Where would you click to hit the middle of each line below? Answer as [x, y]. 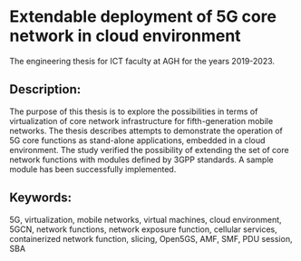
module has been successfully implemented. [93, 169]
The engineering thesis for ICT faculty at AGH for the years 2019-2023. [142, 61]
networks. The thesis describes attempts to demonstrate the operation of [146, 130]
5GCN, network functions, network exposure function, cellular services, [144, 229]
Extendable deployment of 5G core [143, 17]
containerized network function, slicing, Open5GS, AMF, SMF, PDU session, [151, 238]
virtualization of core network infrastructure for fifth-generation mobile [141, 121]
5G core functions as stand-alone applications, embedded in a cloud [137, 140]
